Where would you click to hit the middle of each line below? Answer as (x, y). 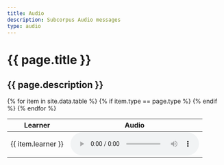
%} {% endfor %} (32, 108)
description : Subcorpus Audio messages (64, 20)
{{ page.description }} (55, 85)
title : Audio (26, 13)
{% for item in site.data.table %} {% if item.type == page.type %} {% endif (112, 101)
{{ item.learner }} (37, 144)
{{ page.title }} (49, 60)
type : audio (24, 26)
